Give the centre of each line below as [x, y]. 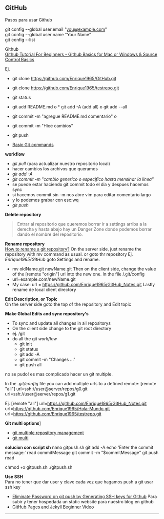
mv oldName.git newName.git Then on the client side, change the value [84, 269]
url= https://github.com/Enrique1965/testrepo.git [53, 414]
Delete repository [23, 214]
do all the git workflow [34, 338]
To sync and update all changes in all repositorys [61, 323]
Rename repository [25, 244]
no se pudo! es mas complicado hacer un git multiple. [59, 374]
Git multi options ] [23, 423]
